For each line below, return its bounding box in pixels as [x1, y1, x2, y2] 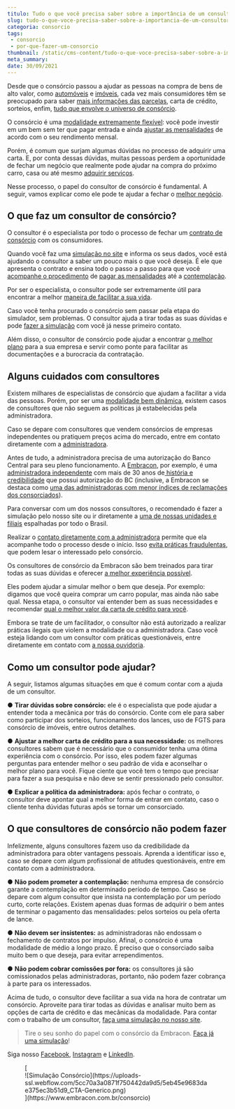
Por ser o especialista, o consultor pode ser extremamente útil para [7, 286, 201, 294]
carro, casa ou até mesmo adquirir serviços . [7, 168, 135, 177]
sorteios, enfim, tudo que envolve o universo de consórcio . [7, 104, 177, 112]
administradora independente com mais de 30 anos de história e [7, 468, 194, 477]
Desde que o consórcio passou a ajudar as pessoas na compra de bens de [7, 81, 223, 90]
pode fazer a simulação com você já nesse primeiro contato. [7, 321, 182, 330]
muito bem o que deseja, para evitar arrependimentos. [7, 950, 164, 959]
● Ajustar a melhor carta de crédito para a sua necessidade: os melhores [7, 737, 224, 745]
